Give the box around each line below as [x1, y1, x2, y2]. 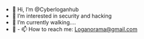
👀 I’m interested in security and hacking [12, 12, 112, 19]
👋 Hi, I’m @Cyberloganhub [12, 6, 79, 13]
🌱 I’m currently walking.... [12, 19, 76, 26]
